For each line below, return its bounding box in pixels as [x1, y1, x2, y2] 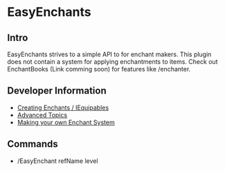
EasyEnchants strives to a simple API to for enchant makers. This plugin [7, 50, 212, 58]
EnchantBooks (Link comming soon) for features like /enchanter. [7, 65, 191, 73]
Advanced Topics [17, 110, 68, 119]
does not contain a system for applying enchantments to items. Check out [7, 58, 218, 66]
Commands [7, 138, 59, 150]
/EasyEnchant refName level [17, 157, 98, 165]
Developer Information [7, 85, 107, 97]
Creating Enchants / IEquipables [17, 103, 109, 112]
